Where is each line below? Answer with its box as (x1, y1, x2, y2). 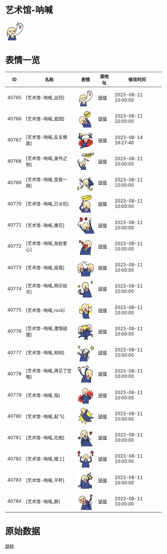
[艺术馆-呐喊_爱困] (25, 116, 65, 122)
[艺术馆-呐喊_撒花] (25, 222, 65, 228)
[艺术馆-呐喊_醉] (25, 498, 61, 504)
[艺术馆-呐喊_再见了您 (25, 368, 72, 374)
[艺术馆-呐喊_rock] (25, 307, 65, 313)
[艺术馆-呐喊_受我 (25, 176, 63, 182)
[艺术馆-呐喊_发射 (25, 240, 63, 246)
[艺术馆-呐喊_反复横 (25, 134, 68, 140)
